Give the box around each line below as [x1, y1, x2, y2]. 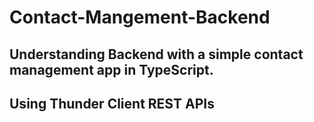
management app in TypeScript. [9, 61, 214, 78]
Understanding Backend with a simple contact [9, 46, 304, 63]
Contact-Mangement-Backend [9, 6, 271, 29]
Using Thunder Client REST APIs [9, 95, 215, 112]
